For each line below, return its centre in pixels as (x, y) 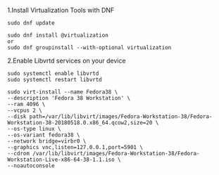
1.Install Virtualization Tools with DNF (61, 10)
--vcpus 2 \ (25, 110)
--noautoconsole (31, 166)
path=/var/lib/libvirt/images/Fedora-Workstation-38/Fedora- (121, 117)
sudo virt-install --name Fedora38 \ (63, 92)
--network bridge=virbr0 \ (47, 141)
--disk (17, 117)
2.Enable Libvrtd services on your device (67, 60)
